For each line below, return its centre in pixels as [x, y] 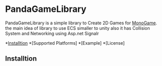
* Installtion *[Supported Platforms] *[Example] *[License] [65, 43]
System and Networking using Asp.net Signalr [52, 33]
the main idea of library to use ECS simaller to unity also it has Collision [78, 28]
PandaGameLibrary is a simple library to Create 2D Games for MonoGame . [81, 23]
